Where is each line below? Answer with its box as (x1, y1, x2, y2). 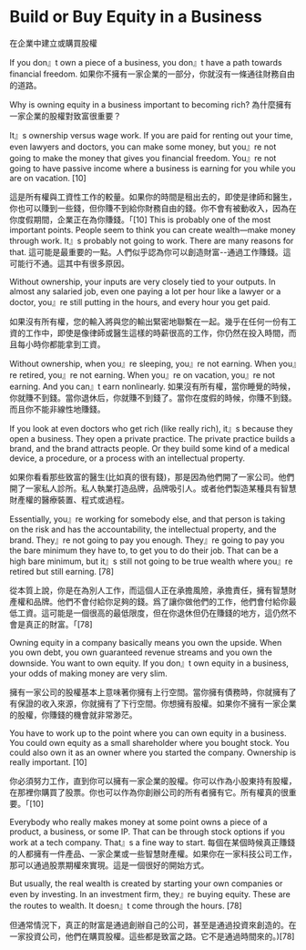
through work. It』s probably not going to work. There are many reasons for (9, 235, 294, 246)
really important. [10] (9, 756, 88, 767)
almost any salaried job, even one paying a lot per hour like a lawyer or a (9, 285, 281, 297)
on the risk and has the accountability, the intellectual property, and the (9, 524, 277, 535)
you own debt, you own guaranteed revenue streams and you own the (9, 647, 273, 658)
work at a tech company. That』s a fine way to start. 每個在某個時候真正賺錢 (9, 836, 296, 848)
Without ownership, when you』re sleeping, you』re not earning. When (9, 358, 277, 369)
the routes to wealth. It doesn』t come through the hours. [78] (9, 900, 243, 911)
